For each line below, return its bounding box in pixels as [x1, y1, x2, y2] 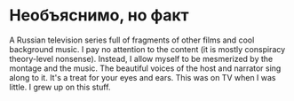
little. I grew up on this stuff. [9, 82, 111, 92]
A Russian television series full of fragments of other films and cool [9, 35, 255, 45]
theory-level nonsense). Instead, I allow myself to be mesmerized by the [9, 53, 274, 64]
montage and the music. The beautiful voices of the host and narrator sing [9, 63, 282, 74]
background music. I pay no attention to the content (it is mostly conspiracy [9, 43, 286, 54]
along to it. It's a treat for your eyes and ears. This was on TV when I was [9, 72, 277, 82]
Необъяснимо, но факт [9, 5, 189, 26]
